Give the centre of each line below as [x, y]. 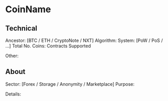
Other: [12, 56]
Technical [21, 28]
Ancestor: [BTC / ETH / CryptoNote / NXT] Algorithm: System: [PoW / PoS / [84, 40]
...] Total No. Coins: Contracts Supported [48, 46]
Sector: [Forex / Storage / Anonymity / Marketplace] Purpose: [70, 84]
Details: [13, 94]
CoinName [28, 9]
